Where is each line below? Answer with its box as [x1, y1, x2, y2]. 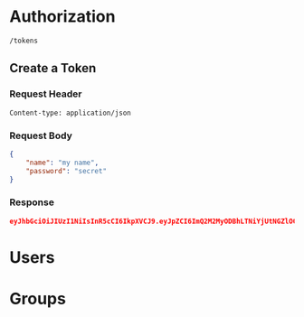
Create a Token [9, 61, 97, 76]
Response [9, 196, 54, 209]
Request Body [9, 129, 72, 142]
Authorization [9, 6, 116, 27]
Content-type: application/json [9, 108, 131, 117]
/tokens [9, 36, 39, 45]
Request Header [9, 88, 82, 100]
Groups [9, 288, 66, 309]
